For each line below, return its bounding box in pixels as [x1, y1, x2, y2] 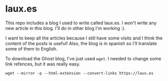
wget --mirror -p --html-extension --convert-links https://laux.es [5, 70, 154, 76]
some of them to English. [5, 46, 58, 52]
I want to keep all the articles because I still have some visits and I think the [5, 35, 163, 41]
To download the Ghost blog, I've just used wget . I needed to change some [5, 55, 161, 61]
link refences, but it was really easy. [5, 61, 80, 67]
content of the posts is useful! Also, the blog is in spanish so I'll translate [5, 40, 157, 46]
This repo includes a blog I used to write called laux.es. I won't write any [5, 20, 157, 26]
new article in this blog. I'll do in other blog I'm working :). [5, 25, 126, 31]
